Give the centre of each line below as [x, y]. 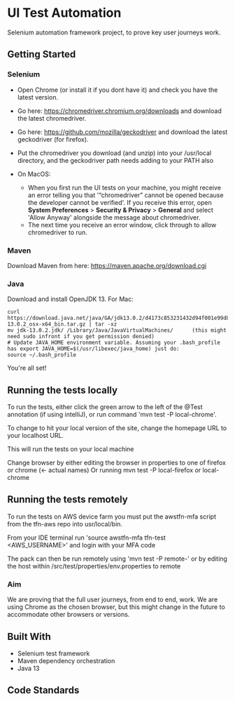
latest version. [38, 97]
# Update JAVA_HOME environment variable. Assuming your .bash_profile [114, 343]
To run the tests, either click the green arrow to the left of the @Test [105, 407]
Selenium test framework [54, 653]
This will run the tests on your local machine [71, 449]
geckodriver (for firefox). [53, 139]
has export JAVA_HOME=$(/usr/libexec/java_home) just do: [93, 349]
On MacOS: [34, 174]
